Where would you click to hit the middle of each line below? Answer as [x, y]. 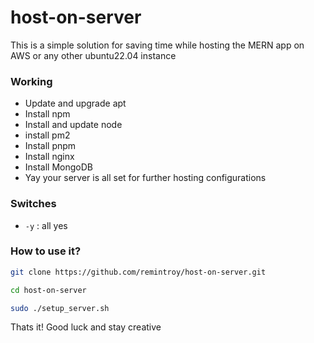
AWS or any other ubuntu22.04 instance [93, 55]
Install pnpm [50, 146]
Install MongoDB [59, 167]
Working [31, 81]
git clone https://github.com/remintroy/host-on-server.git [138, 272]
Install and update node [73, 125]
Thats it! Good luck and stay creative [86, 327]
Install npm [47, 114]
